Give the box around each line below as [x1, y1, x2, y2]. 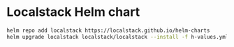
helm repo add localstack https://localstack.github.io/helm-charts [6, 27, 210, 34]
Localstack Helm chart [6, 4, 140, 20]
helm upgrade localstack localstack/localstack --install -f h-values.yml [6, 33, 229, 40]
